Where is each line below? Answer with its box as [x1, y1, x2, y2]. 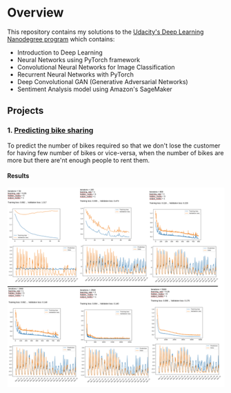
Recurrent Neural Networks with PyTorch [17, 70, 134, 79]
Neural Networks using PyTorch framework [17, 55, 140, 63]
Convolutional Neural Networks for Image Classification [17, 63, 175, 71]
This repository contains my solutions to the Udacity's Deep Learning [7, 28, 204, 36]
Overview [7, 5, 64, 21]
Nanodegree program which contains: [7, 34, 115, 43]
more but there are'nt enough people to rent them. [7, 156, 150, 164]
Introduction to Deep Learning [17, 48, 103, 57]
